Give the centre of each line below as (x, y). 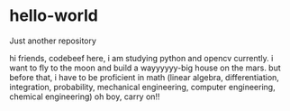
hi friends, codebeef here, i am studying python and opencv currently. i (141, 58)
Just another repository (53, 41)
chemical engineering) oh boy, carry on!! (85, 97)
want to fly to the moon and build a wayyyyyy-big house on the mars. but (145, 68)
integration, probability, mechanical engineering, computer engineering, (143, 87)
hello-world (54, 16)
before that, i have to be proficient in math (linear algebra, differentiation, (144, 77)
